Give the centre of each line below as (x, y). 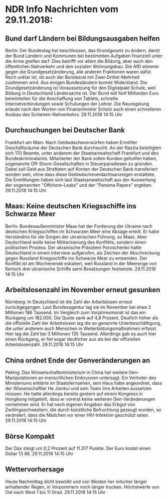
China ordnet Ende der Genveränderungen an (78, 360)
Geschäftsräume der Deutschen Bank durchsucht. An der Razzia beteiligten (83, 148)
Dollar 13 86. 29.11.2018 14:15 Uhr (39, 454)
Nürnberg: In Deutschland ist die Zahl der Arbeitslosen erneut (69, 302)
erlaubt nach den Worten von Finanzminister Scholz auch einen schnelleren (83, 109)
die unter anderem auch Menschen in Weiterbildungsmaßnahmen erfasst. (81, 329)
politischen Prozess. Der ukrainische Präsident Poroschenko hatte (73, 247)
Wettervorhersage (35, 470)
